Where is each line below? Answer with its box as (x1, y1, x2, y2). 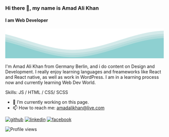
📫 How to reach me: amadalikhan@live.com (12, 105, 105, 111)
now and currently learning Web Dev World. (5, 79, 96, 85)
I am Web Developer (5, 17, 48, 23)
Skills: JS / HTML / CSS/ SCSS (5, 89, 68, 96)
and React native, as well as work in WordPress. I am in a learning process (5, 74, 159, 80)
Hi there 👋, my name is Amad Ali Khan (5, 5, 99, 12)
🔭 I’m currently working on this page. (12, 99, 89, 105)
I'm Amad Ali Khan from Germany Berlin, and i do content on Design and (5, 63, 155, 70)
